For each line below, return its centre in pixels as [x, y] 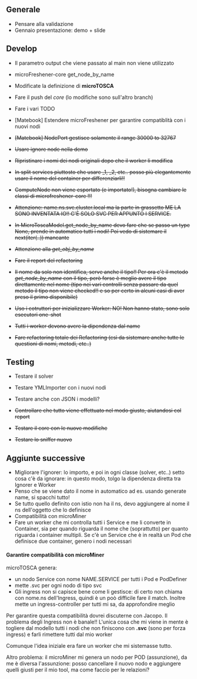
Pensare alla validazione [44, 24]
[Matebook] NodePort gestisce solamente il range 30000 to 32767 [95, 137]
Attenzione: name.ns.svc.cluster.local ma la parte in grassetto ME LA [98, 207]
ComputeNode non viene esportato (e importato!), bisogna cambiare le [101, 189]
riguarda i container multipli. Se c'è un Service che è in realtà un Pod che [103, 535]
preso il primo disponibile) [46, 296]
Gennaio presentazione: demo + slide [60, 30]
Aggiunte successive [46, 458]
